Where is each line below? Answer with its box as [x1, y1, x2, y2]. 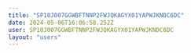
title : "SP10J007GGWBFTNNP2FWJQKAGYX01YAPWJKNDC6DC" [8, 11, 185, 19]
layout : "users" [8, 33, 61, 41]
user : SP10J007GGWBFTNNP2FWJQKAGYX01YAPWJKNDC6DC [8, 26, 174, 34]
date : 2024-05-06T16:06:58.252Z [8, 19, 114, 26]
